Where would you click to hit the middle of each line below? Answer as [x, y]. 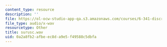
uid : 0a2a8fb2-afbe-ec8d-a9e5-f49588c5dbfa [51, 37]
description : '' [22, 14]
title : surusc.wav [24, 32]
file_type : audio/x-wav [30, 23]
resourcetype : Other [27, 28]
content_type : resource [30, 10]
